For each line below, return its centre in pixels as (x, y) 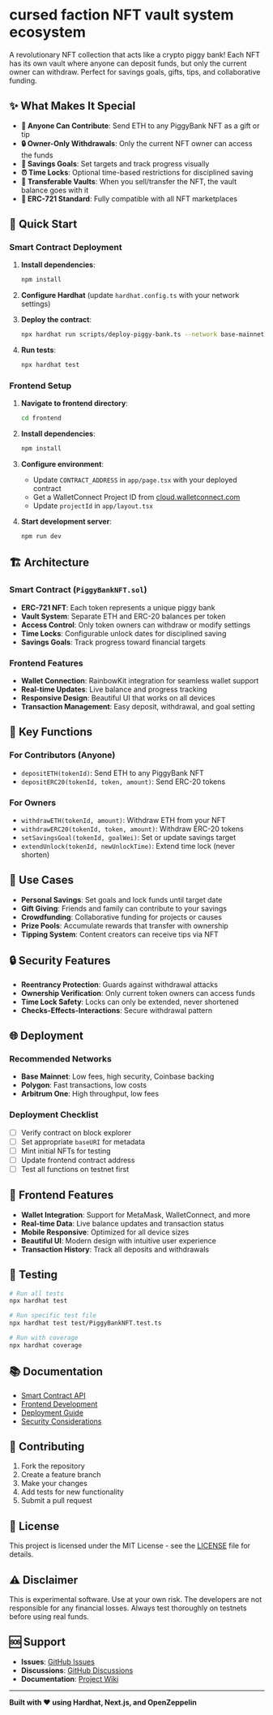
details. (21, 1554)
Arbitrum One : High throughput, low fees (90, 1094)
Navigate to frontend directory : (75, 403)
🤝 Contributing (47, 1446)
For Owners (32, 803)
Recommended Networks (60, 1058)
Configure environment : (62, 464)
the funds (37, 155)
